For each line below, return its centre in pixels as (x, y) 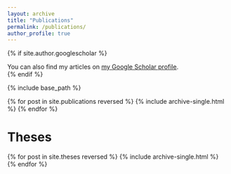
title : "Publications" (40, 20)
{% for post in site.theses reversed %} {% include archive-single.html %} (113, 157)
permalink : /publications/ (47, 27)
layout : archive (31, 14)
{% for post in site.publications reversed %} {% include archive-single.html (116, 102)
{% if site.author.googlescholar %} (57, 53)
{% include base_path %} (44, 88)
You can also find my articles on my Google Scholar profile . (93, 67)
